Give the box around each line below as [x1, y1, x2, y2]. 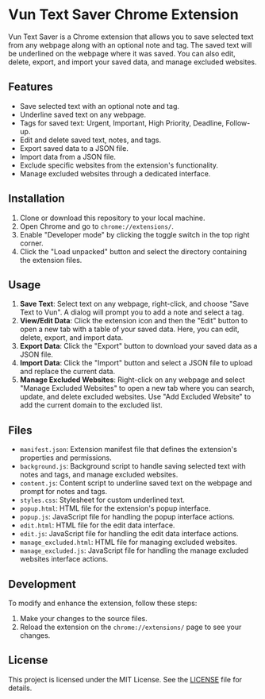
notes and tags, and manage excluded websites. [19, 470, 179, 480]
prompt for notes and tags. [19, 487, 108, 496]
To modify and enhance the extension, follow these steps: [8, 598, 198, 608]
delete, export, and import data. [19, 333, 124, 342]
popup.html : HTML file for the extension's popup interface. [19, 504, 211, 513]
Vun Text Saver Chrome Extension [8, 6, 240, 24]
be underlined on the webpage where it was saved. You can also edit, [8, 48, 236, 58]
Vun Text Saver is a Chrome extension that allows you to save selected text [8, 32, 254, 41]
